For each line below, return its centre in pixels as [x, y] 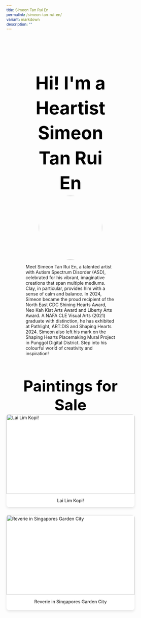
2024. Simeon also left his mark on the [66, 332]
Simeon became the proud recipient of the [70, 299]
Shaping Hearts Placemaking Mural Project [70, 337]
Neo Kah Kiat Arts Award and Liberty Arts [69, 310]
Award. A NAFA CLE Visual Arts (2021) [65, 315]
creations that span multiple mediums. [65, 283]
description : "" [19, 24]
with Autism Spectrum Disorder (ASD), [66, 272]
